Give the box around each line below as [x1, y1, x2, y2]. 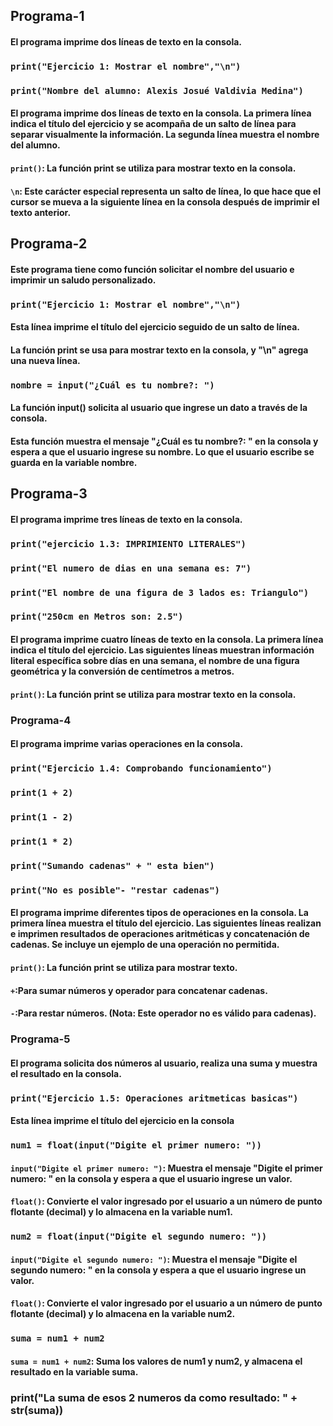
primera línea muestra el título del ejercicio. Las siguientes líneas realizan [10, 917, 322, 929]
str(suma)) [10, 1403, 64, 1417]
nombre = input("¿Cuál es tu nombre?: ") [10, 379, 215, 391]
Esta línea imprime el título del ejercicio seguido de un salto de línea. [10, 321, 300, 333]
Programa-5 [10, 1032, 71, 1046]
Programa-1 [10, 8, 85, 25]
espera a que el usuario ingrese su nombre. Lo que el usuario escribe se [10, 445, 315, 458]
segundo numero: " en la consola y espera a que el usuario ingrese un [10, 1264, 307, 1276]
